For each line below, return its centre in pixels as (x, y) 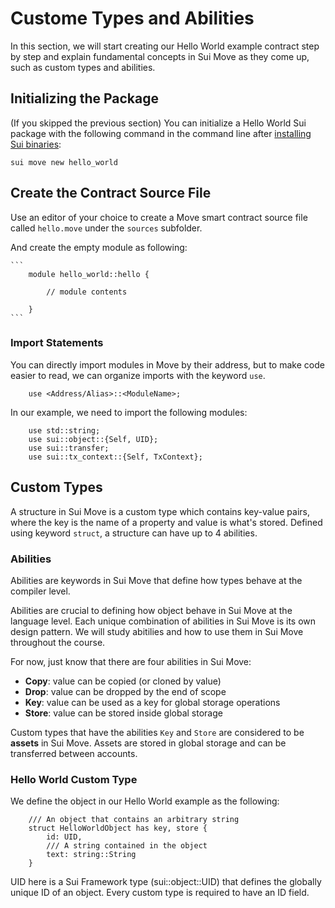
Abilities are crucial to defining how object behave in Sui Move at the (151, 610)
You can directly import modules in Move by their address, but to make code (167, 364)
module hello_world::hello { (89, 274)
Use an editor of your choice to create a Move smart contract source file (159, 217)
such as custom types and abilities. (83, 67)
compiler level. (40, 591)
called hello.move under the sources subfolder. (106, 228)
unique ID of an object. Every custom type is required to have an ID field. (160, 893)
